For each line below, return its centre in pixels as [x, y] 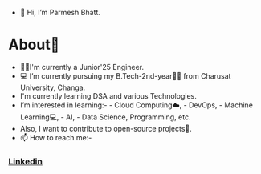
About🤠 [34, 45]
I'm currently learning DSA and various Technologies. [108, 95]
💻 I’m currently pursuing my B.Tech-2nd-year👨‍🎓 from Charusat [125, 75]
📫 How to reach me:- [56, 137]
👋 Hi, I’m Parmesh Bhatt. [60, 12]
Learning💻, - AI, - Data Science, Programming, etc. [105, 117]
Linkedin [25, 161]
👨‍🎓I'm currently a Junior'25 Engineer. [82, 67]
